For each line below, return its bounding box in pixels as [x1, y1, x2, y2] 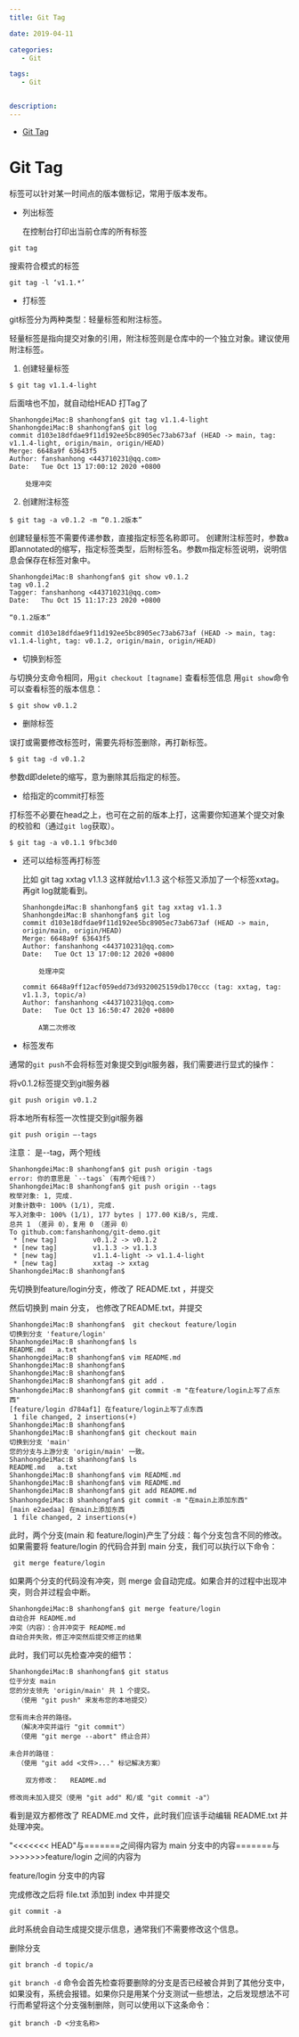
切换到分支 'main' [9, 1437, 71, 1447]
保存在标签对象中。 [24, 554, 95, 565]
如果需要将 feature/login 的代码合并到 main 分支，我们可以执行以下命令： [9, 1540, 278, 1551]
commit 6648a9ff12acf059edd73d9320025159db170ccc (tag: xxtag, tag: [21, 982, 282, 991]
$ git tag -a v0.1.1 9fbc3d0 [9, 838, 117, 847]
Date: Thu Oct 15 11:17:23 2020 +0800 [9, 595, 162, 604]
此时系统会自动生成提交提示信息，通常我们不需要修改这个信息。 [9, 1923, 243, 1934]
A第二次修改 [38, 1023, 77, 1032]
